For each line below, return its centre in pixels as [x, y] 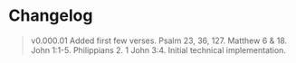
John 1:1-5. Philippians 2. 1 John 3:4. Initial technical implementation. [158, 49]
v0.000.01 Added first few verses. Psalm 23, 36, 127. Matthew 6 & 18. [159, 40]
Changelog [51, 16]
